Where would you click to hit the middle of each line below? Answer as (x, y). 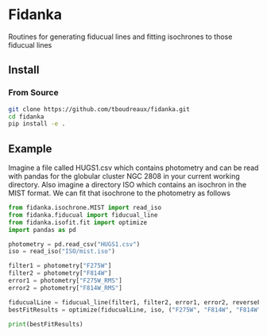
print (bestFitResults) (46, 324)
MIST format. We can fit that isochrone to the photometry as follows (119, 193)
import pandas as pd (43, 230)
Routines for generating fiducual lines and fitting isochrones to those (120, 37)
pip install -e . (37, 124)
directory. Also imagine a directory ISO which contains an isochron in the (128, 185)
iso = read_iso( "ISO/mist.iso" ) (62, 252)
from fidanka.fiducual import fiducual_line (83, 215)
